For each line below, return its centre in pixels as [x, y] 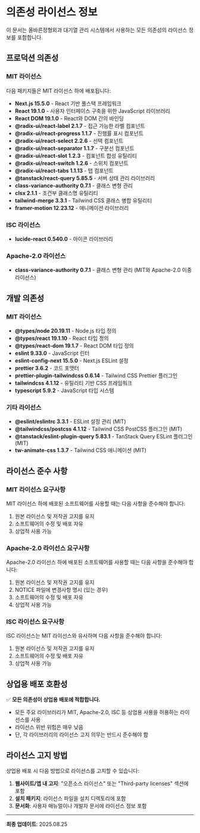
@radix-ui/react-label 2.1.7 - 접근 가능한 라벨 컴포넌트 [80, 125]
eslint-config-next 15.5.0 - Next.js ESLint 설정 [71, 360]
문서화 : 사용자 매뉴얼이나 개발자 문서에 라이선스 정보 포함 [81, 806]
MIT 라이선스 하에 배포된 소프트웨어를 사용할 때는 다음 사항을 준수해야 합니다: [96, 503]
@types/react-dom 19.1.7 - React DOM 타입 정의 [74, 345]
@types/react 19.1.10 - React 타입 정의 [62, 338]
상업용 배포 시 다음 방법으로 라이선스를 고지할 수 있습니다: [73, 771]
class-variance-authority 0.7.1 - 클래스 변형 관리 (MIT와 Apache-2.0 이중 [103, 270]
